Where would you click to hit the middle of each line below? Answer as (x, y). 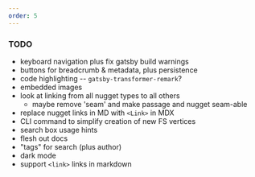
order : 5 (23, 16)
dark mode (38, 155)
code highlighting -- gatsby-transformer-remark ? (101, 78)
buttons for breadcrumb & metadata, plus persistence (109, 70)
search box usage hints (59, 130)
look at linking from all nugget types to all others (100, 95)
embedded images (51, 87)
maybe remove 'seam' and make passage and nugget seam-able (140, 104)
